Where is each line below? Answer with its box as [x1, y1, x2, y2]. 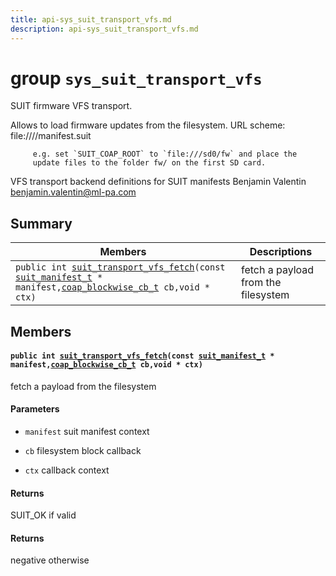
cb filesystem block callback [24, 445, 142, 457]
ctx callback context [24, 464, 110, 476]
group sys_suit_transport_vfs [10, 67, 263, 90]
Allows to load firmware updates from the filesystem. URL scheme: [10, 119, 286, 131]
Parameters [10, 403, 60, 415]
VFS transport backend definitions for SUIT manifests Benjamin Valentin [10, 176, 307, 188]
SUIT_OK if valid [10, 509, 77, 521]
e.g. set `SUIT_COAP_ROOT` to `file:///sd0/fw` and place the [32, 149, 298, 160]
